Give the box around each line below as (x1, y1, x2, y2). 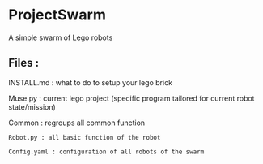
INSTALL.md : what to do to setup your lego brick (8, 77, 172, 87)
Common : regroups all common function (8, 118, 146, 127)
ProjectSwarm (8, 6, 107, 24)
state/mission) (8, 101, 57, 111)
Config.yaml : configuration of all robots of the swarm (8, 148, 205, 156)
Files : (8, 56, 39, 70)
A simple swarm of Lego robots (8, 32, 113, 42)
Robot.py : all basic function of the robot (8, 133, 161, 141)
